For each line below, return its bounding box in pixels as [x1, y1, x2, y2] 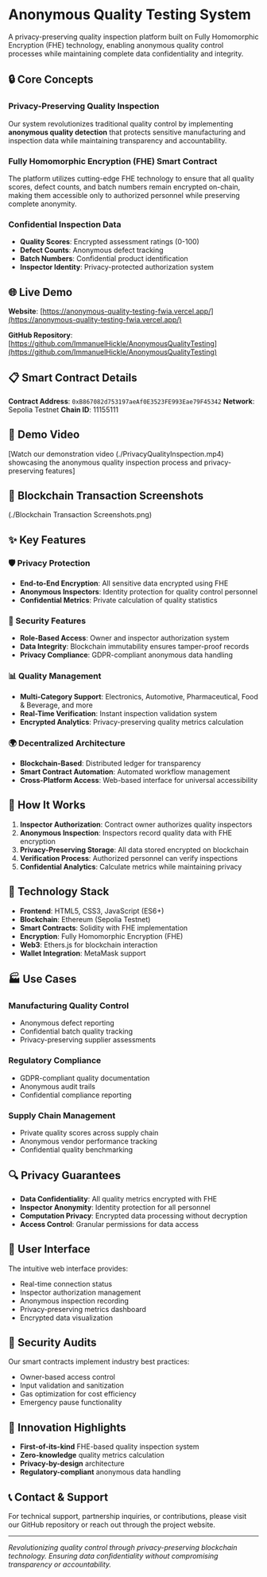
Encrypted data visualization [19, 1313, 114, 1322]
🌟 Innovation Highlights [8, 1420, 126, 1434]
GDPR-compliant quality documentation [19, 1073, 150, 1083]
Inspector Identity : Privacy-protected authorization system [19, 263, 215, 272]
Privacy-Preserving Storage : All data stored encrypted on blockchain [19, 845, 249, 855]
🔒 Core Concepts [8, 73, 94, 87]
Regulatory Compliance [8, 1055, 102, 1066]
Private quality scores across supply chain [19, 1127, 159, 1137]
